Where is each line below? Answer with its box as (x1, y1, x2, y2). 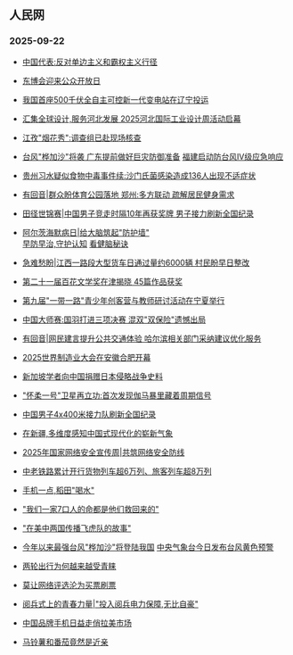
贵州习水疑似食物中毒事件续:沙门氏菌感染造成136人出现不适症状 (21, 170, 256, 180)
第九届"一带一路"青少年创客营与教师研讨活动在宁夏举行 (21, 294, 225, 305)
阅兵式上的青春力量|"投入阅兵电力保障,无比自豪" (21, 598, 199, 609)
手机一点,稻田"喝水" (21, 485, 95, 495)
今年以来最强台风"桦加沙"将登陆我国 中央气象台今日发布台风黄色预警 (21, 542, 274, 552)
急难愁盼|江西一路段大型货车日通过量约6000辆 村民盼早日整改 (21, 257, 250, 268)
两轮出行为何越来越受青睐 (21, 560, 117, 571)
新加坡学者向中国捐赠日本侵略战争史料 (21, 370, 163, 381)
